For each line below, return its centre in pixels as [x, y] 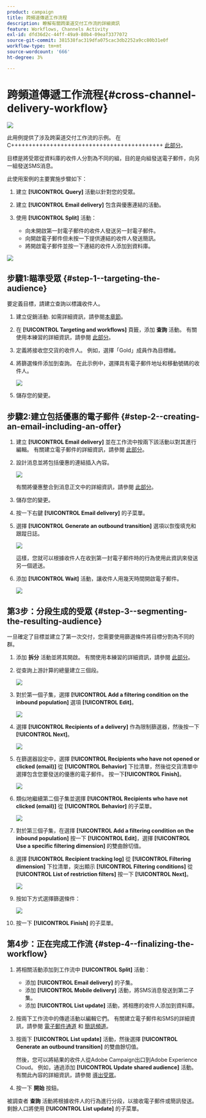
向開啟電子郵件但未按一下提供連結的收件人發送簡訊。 [92, 238]
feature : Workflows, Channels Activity [58, 29]
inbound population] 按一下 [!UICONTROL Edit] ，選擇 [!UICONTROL [103, 838]
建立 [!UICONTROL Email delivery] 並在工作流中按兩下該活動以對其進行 [106, 442]
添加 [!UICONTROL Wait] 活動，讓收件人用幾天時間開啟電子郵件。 [99, 579]
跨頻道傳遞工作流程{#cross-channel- [101, 95]
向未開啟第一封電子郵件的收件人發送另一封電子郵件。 [92, 230]
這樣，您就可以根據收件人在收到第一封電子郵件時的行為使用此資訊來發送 [107, 558]
